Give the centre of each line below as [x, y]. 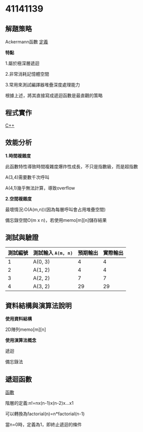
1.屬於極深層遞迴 [22, 63]
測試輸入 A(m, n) [53, 253]
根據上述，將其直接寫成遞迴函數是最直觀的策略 [54, 95]
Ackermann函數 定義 [27, 42]
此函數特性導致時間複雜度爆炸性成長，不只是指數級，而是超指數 [71, 166]
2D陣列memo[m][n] [26, 329]
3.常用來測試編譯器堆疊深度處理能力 [43, 85]
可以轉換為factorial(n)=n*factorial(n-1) [45, 414]
